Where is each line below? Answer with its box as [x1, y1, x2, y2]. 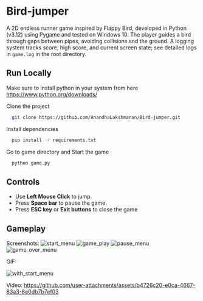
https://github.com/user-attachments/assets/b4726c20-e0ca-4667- [24, 282, 196, 289]
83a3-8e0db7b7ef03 [6, 288, 59, 295]
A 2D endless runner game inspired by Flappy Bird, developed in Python [6, 24, 187, 32]
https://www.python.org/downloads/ [6, 90, 98, 98]
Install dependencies [6, 125, 59, 132]
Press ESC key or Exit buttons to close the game [15, 206, 138, 213]
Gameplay [6, 224, 46, 234]
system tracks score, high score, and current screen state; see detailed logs [6, 44, 197, 51]
